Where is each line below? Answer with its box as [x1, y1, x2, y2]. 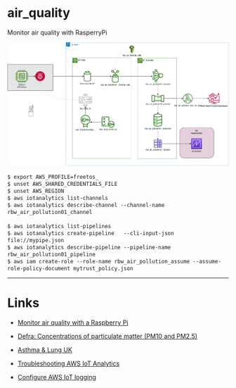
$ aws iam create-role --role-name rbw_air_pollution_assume [7, 258, 190, 265]
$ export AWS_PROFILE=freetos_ [7, 174, 99, 181]
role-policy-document [7, 265, 71, 273]
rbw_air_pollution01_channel [7, 209, 93, 216]
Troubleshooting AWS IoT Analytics [17, 359, 120, 368]
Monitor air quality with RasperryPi [7, 28, 107, 37]
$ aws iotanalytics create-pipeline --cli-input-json [7, 230, 174, 237]
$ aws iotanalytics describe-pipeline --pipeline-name [7, 244, 171, 251]
